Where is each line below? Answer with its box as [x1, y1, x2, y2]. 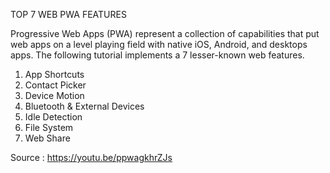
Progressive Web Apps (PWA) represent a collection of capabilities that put [10, 28, 320, 39]
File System [24, 122, 74, 133]
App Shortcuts [24, 69, 85, 80]
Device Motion [24, 90, 85, 101]
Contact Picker [24, 79, 87, 91]
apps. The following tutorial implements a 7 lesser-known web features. [10, 49, 305, 61]
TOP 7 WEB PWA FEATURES [10, 9, 127, 20]
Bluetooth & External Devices [24, 100, 145, 112]
